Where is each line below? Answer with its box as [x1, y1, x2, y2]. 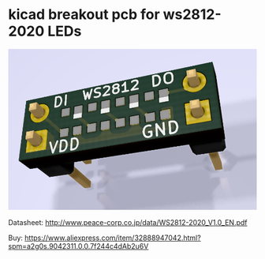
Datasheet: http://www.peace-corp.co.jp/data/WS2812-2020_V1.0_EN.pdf [8, 217, 248, 227]
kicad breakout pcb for [8, 6, 160, 24]
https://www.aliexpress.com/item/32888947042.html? [24, 233, 201, 242]
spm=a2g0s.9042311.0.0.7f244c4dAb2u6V [8, 241, 149, 250]
